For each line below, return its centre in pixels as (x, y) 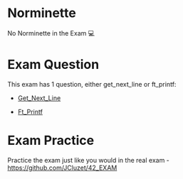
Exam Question (53, 65)
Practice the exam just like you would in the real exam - (88, 160)
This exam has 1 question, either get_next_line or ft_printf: (92, 84)
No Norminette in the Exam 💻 (51, 33)
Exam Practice (51, 141)
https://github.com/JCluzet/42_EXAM (62, 168)
